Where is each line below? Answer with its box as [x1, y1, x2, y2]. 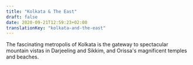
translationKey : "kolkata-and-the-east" [6, 25, 106, 31]
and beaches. [6, 53, 39, 60]
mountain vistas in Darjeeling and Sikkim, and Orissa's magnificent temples [6, 47, 187, 54]
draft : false [6, 14, 38, 20]
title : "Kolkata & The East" [6, 8, 77, 15]
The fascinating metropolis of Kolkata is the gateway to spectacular [6, 41, 168, 48]
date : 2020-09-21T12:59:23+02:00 [6, 19, 88, 25]
